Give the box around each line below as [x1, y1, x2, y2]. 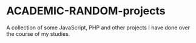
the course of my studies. [6, 30, 70, 37]
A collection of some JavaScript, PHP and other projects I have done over [6, 24, 191, 31]
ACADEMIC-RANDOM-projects [6, 4, 166, 18]
